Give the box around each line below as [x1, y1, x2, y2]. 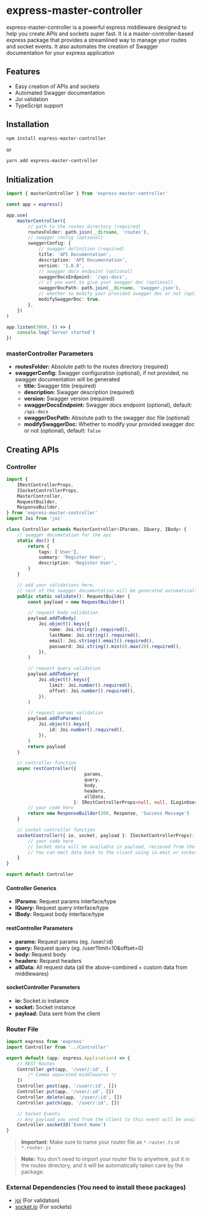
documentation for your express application [6, 49, 115, 56]
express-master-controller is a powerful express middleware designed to [6, 24, 187, 31]
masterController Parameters [6, 349, 94, 358]
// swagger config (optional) [28, 234, 103, 241]
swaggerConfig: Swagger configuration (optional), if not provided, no [14, 369, 189, 377]
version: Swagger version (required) [23, 395, 115, 403]
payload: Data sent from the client [14, 1010, 100, 1017]
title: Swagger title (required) [23, 382, 96, 389]
